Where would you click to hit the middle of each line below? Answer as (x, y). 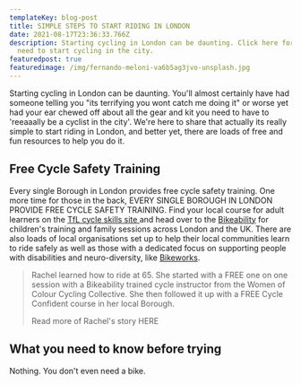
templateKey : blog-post (54, 17)
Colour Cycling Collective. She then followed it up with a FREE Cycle (157, 293)
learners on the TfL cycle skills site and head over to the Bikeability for (139, 219)
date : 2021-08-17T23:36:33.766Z (69, 34)
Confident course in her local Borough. (103, 303)
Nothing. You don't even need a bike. (77, 371)
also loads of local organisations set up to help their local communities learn (150, 238)
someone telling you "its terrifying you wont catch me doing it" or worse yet (149, 102)
